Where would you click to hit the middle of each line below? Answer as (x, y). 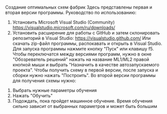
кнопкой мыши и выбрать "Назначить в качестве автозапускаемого (86, 65)
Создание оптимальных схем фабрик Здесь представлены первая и (79, 7)
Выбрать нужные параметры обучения (55, 90)
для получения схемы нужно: (44, 80)
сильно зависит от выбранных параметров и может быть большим (85, 106)
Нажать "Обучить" (32, 95)
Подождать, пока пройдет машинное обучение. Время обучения (82, 101)
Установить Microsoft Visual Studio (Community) (63, 22)
